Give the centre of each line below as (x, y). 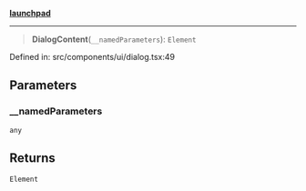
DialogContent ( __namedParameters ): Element (114, 39)
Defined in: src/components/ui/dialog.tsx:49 (92, 57)
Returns (33, 158)
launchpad (31, 13)
